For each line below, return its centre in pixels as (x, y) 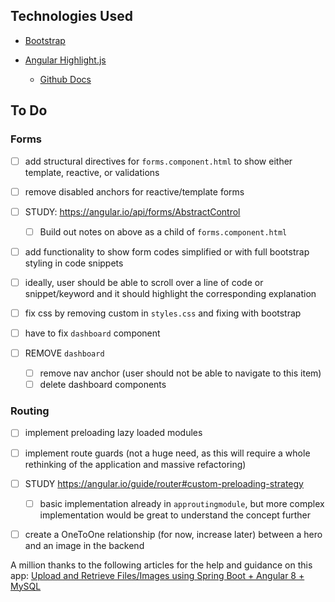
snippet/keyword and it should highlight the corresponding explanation (170, 293)
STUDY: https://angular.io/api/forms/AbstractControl (132, 211)
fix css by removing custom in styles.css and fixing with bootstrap (163, 313)
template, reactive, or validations (92, 172)
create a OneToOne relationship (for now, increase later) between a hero (173, 534)
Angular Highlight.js (65, 60)
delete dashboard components (103, 385)
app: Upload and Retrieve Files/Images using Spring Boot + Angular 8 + (157, 575)
